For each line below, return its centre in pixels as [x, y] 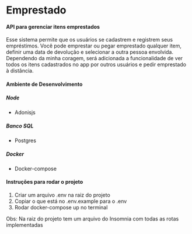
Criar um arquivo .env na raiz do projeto [62, 195]
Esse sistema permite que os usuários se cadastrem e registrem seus [90, 40]
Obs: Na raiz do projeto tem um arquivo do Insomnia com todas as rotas [92, 219]
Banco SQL [20, 126]
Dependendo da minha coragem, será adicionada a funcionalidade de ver [94, 58]
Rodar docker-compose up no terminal [61, 208]
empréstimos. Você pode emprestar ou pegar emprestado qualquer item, [94, 46]
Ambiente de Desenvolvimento [44, 84]
